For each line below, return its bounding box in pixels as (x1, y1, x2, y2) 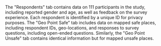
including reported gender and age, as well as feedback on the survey (5, 9, 148, 15)
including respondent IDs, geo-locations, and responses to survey (5, 25, 139, 31)
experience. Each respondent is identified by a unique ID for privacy (5, 15, 143, 20)
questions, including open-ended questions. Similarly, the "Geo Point (5, 30, 145, 36)
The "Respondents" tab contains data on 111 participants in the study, (5, 4, 146, 10)
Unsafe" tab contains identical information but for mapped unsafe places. (5, 35, 154, 41)
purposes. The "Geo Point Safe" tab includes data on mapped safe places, (5, 20, 156, 25)
